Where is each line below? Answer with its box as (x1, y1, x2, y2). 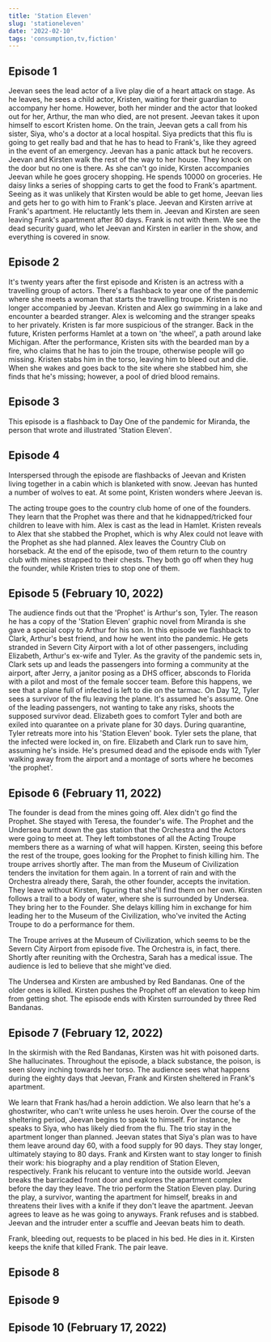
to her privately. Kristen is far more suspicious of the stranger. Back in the (8, 320, 254, 329)
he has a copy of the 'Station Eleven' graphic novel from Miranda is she (8, 617, 247, 626)
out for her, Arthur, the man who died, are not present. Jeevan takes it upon (8, 112, 260, 121)
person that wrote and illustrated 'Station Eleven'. (8, 425, 172, 435)
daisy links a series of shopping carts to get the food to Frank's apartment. (8, 180, 257, 190)
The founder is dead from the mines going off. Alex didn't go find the (8, 808, 238, 818)
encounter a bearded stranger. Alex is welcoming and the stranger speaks (8, 311, 256, 321)
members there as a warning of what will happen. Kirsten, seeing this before (8, 843, 263, 852)
